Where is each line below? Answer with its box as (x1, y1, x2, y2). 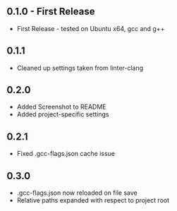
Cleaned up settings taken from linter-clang (16, 64, 144, 72)
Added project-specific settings (16, 110, 109, 119)
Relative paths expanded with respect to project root (16, 196, 170, 205)
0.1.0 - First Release (6, 6, 95, 18)
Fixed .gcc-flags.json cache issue (16, 150, 116, 158)
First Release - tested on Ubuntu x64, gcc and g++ (16, 24, 165, 32)
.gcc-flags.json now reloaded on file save (16, 188, 138, 197)
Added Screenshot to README (16, 102, 106, 111)
